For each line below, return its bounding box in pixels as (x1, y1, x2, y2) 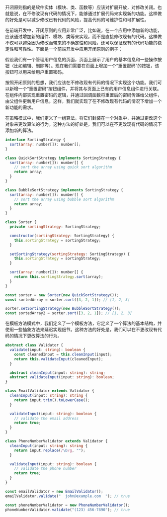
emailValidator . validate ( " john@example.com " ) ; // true (5, 494, 130, 499)
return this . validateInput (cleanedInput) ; (14, 356, 103, 361)
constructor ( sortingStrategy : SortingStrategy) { (9, 233, 114, 238)
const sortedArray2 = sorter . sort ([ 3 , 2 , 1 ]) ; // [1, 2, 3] (5, 311, 133, 316)
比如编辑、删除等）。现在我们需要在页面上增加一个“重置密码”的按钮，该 (13, 63, 160, 69)
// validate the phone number (14, 466, 77, 471)
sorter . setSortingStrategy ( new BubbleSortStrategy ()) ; (5, 306, 121, 311)
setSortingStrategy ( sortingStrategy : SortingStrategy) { (9, 252, 130, 257)
